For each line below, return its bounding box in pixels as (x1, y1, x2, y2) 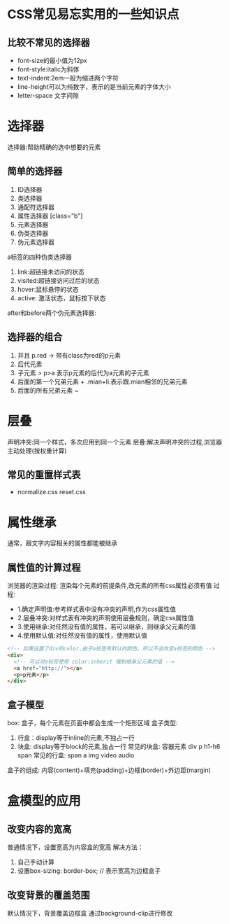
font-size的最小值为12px (17, 57, 87, 64)
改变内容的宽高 (7, 823, 72, 835)
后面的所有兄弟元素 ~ (17, 386, 79, 394)
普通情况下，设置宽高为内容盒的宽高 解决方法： (7, 843, 144, 851)
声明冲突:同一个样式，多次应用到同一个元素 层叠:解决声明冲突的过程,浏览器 (7, 437, 223, 446)
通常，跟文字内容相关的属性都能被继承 (7, 539, 117, 547)
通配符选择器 (17, 202, 54, 211)
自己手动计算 (17, 858, 54, 867)
